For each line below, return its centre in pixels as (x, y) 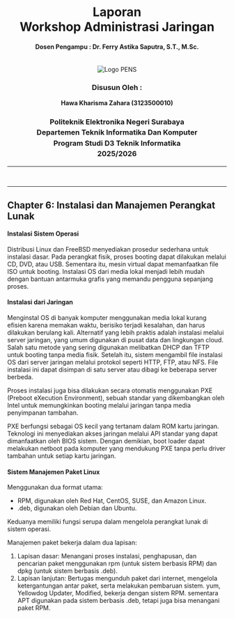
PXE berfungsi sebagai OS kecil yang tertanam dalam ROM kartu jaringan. (113, 427)
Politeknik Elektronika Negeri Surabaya (117, 121)
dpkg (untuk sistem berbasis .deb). (68, 571)
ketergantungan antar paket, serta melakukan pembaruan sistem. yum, (119, 586)
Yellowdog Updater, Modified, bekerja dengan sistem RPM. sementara (118, 593)
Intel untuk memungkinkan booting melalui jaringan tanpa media (99, 406)
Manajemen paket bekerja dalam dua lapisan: (72, 543)
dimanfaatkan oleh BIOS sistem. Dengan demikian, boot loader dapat (106, 441)
